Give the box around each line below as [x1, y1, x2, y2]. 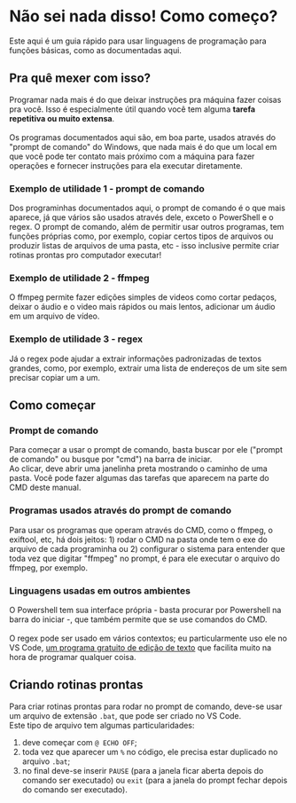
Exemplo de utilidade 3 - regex [9, 333, 144, 345]
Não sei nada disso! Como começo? [9, 6, 278, 27]
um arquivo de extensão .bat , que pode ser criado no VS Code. [9, 710, 242, 720]
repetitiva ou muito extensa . [9, 113, 115, 123]
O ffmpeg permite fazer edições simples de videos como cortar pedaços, [9, 292, 277, 303]
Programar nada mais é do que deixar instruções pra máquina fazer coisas [9, 94, 282, 105]
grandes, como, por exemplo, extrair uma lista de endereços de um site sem [9, 362, 288, 374]
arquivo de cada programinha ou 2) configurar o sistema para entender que [9, 543, 285, 554]
